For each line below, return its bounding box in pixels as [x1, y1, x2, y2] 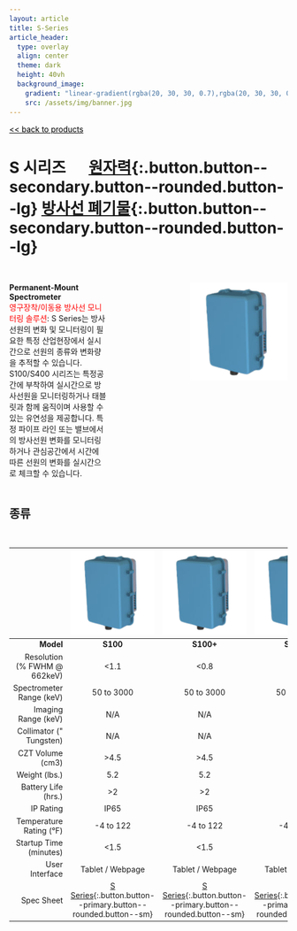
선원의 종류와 [32, 346, 78, 358]
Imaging [34, 704, 64, 715]
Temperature [16, 815, 64, 827]
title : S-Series [9, 23, 69, 33]
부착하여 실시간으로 [25, 380, 93, 390]
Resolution [24, 651, 64, 662]
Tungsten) [26, 735, 64, 746]
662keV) [30, 670, 64, 681]
